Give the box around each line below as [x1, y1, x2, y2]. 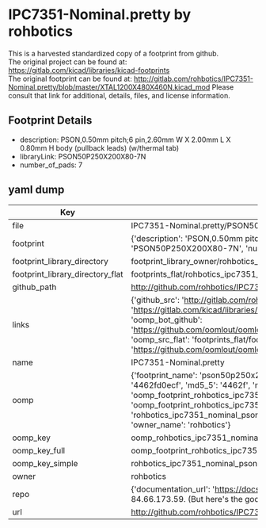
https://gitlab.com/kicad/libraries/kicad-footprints [8, 65, 170, 75]
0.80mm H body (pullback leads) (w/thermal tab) [19, 143, 180, 152]
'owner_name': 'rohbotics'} [130, 419, 231, 430]
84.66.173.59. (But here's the [130, 493, 243, 504]
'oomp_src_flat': [130, 334, 190, 345]
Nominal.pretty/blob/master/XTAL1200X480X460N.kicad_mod [8, 82, 211, 92]
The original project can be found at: [8, 57, 127, 67]
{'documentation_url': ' [130, 484, 215, 495]
